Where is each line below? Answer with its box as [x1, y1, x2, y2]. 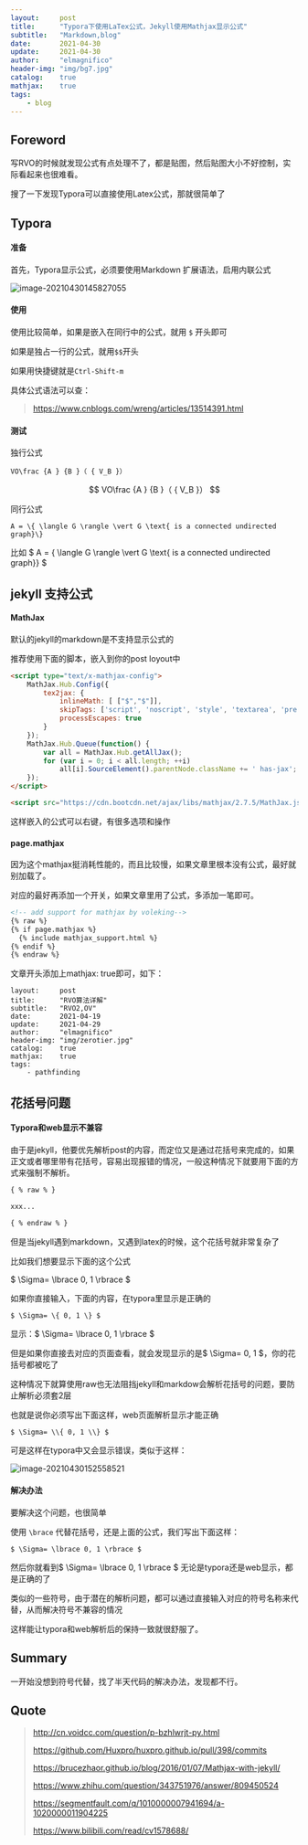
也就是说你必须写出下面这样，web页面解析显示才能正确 [10, 1409, 218, 1420]
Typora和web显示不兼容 [10, 1122, 103, 1133]
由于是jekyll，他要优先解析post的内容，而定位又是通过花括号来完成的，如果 [10, 1144, 295, 1155]
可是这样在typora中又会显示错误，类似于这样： [10, 1445, 187, 1456]
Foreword [10, 132, 67, 147]
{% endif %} [10, 942, 56, 951]
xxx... [10, 1202, 36, 1211]
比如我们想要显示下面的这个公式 [10, 1256, 131, 1267]
